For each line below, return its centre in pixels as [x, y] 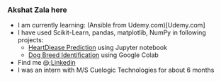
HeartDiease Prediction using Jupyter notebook [98, 48]
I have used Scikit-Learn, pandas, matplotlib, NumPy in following [112, 32]
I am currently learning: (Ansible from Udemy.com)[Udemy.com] [111, 25]
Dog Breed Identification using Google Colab [93, 55]
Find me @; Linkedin [46, 63]
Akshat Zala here [37, 10]
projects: [30, 40]
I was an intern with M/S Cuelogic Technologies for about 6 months [116, 70]
